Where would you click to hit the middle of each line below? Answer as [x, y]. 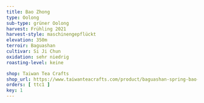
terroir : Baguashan [31, 46]
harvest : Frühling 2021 [36, 29]
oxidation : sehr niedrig [38, 57]
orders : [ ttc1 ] [28, 85]
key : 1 [15, 91]
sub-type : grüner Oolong [38, 23]
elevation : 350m [27, 40]
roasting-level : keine [35, 62]
